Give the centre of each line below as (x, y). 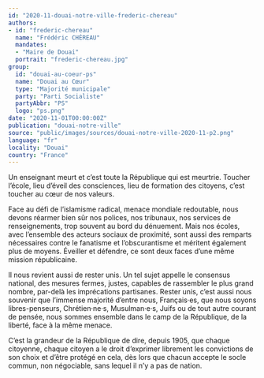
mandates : (31, 45)
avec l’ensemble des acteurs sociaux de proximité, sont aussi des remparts (130, 234)
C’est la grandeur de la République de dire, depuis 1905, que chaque (119, 341)
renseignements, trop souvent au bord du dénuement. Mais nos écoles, (124, 226)
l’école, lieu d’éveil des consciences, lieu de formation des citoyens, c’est (126, 185)
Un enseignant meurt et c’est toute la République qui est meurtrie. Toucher (129, 178)
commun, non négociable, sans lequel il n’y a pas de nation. (105, 366)
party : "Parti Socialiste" (59, 96)
